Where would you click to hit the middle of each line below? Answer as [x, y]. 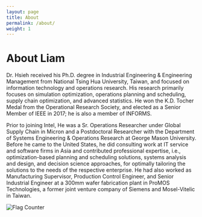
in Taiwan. [19, 196]
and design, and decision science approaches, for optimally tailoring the [96, 164]
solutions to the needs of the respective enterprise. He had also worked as [99, 170]
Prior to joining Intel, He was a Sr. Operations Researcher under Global [93, 125]
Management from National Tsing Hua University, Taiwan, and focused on [98, 81]
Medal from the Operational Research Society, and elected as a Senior [93, 107]
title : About [23, 17]
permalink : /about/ [31, 23]
